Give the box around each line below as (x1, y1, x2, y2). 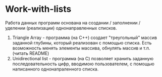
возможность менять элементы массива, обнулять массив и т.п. (12, 45, 150, 51)
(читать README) (12, 50, 50, 56)
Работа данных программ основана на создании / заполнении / (5, 20, 141, 26)
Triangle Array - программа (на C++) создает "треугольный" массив (12, 35, 157, 40)
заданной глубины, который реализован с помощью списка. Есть (12, 39, 152, 45)
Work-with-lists (5, 3, 72, 15)
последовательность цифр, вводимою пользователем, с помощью (12, 61, 155, 67)
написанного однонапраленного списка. (12, 66, 99, 72)
